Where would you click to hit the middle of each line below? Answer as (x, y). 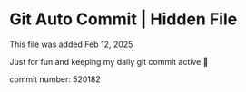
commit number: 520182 (55, 79)
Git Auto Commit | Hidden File (123, 19)
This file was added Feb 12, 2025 (71, 44)
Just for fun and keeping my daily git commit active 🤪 (109, 61)
